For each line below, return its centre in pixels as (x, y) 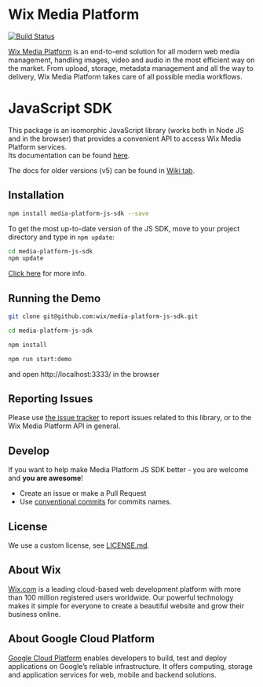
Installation (36, 196)
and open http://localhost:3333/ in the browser (84, 374)
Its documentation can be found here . (69, 155)
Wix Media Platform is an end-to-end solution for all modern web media (124, 51)
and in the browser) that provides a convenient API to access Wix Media (125, 139)
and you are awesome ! (46, 478)
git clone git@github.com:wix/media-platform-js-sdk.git (103, 316)
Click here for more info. (47, 274)
